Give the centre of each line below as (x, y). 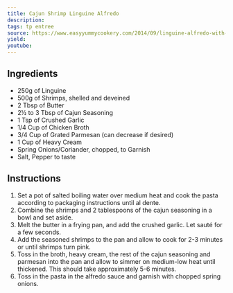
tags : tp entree (31, 26)
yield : (17, 39)
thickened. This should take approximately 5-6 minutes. (97, 269)
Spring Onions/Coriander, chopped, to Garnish (84, 149)
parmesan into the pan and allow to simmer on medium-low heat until (116, 261)
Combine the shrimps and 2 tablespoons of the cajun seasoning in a (115, 210)
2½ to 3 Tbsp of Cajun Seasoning (65, 112)
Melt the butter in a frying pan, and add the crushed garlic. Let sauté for (120, 224)
